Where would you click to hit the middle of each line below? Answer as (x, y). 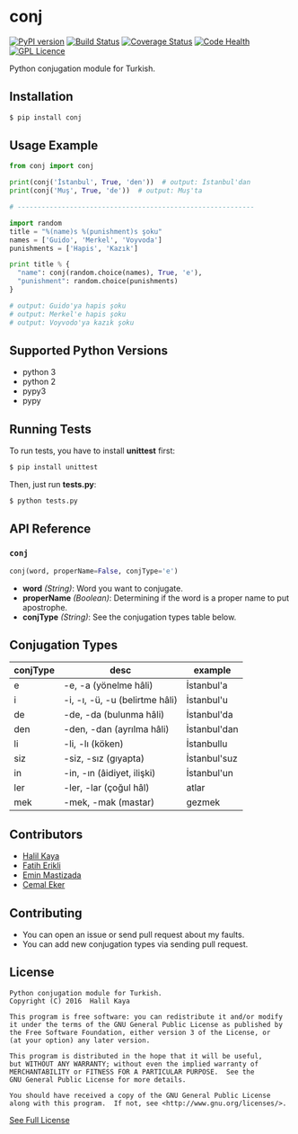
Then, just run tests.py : (53, 485)
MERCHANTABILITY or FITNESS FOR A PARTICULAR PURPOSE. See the (132, 1072)
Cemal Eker (44, 885)
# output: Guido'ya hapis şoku (68, 306)
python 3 (39, 372)
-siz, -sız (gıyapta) (104, 759)
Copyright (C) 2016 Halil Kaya (70, 1001)
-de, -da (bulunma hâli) (114, 715)
